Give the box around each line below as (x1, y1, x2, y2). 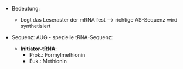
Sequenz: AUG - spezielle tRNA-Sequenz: (11, 34, 113, 40)
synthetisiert (20, 23, 51, 29)
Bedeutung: (11, 5, 40, 12)
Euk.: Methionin (29, 58, 67, 64)
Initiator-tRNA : (20, 45, 57, 52)
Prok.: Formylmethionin (29, 51, 86, 58)
